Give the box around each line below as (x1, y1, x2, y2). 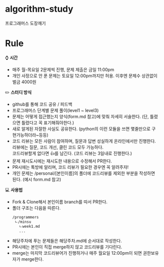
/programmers (12, 214, 39, 219)
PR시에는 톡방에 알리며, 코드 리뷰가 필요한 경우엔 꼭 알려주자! (12, 164, 129, 170)
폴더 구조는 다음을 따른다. (12, 205, 61, 211)
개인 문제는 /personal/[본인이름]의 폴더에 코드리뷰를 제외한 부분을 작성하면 (12, 170, 155, 176)
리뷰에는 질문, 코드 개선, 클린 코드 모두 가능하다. (12, 144, 104, 150)
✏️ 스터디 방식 (5, 89, 32, 95)
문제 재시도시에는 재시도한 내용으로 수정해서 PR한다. (12, 158, 112, 164)
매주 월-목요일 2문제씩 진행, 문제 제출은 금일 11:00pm (12, 66, 115, 72)
